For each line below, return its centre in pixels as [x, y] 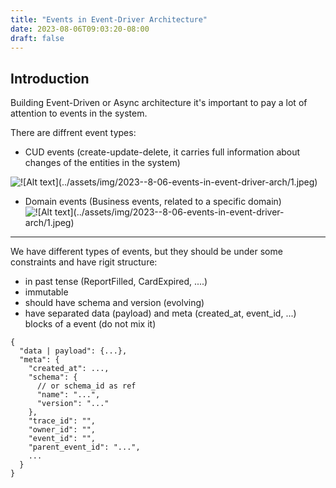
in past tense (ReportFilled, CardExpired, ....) [116, 282]
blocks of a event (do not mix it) [90, 324]
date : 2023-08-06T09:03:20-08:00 [80, 29]
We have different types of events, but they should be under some [146, 252]
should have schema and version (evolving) [114, 303]
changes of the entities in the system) [102, 163]
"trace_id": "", [62, 421]
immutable [46, 292]
